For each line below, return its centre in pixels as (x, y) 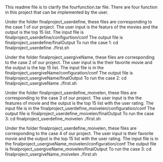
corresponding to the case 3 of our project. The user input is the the (73, 98)
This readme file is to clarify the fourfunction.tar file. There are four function (81, 7)
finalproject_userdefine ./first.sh (37, 48)
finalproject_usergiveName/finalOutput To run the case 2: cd (66, 78)
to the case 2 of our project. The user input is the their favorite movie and (79, 62)
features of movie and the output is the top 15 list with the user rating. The (79, 103)
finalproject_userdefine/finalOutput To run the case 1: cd (62, 43)
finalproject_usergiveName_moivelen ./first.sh (51, 154)
